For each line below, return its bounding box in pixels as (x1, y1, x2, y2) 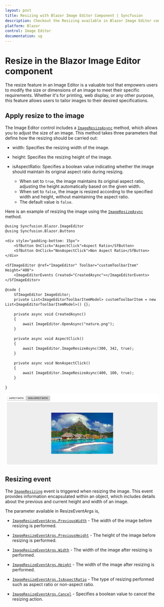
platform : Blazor (5, 23, 41, 28)
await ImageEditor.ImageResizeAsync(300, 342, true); (22, 346, 134, 351)
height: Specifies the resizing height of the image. (12, 154, 113, 160)
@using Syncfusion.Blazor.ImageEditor (5, 224, 84, 228)
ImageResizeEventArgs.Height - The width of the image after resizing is (12, 562, 155, 567)
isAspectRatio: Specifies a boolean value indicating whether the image (12, 163, 154, 169)
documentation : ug (5, 34, 42, 39)
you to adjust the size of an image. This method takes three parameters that (5, 130, 158, 135)
